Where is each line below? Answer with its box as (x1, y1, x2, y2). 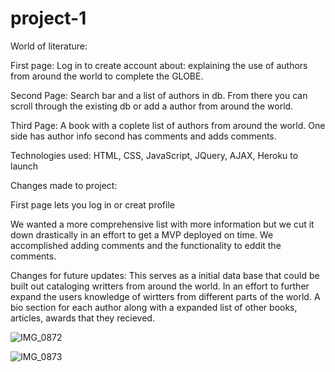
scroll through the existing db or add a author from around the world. (10, 100, 294, 112)
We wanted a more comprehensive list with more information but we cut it (10, 218, 315, 230)
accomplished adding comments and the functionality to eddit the (10, 239, 282, 251)
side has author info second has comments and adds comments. (10, 130, 277, 142)
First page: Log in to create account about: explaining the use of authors (10, 59, 308, 71)
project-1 (10, 7, 87, 30)
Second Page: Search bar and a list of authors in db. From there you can (10, 89, 308, 101)
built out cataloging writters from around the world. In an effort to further (10, 280, 310, 292)
